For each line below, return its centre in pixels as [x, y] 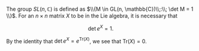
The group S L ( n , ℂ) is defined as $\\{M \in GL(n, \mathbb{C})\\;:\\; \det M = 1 [100, 9]
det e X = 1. [101, 28]
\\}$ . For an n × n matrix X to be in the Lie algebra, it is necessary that [92, 16]
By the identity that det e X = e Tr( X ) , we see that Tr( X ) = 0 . [76, 40]
